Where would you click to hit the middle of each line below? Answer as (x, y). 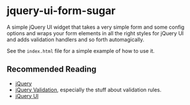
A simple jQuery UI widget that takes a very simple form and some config (96, 27)
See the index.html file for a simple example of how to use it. (81, 50)
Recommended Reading (52, 70)
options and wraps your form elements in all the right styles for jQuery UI (95, 33)
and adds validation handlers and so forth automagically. (76, 39)
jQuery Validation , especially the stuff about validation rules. (88, 90)
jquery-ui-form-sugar (61, 11)
